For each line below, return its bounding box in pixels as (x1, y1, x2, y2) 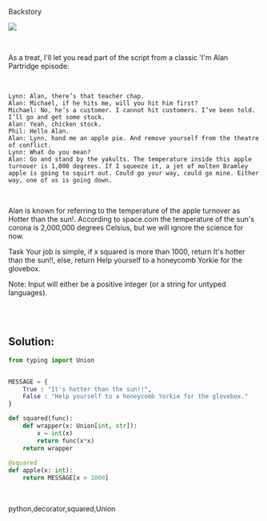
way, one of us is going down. (8, 176, 113, 184)
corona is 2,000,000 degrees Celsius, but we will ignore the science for (8, 223, 244, 232)
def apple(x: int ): (8, 467, 74, 475)
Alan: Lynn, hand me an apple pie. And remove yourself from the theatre (8, 134, 260, 142)
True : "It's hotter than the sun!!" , (22, 385, 152, 393)
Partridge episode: (8, 62, 70, 70)
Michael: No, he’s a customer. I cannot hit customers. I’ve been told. (8, 106, 256, 114)
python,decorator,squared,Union (8, 504, 116, 514)
